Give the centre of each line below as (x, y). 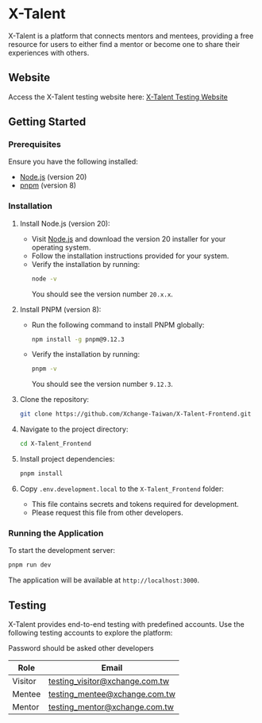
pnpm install (41, 474)
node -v (44, 279)
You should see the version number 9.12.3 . (102, 384)
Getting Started (47, 122)
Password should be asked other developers (81, 648)
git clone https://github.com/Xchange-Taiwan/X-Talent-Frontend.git (135, 414)
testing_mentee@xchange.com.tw (112, 694)
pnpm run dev (30, 565)
